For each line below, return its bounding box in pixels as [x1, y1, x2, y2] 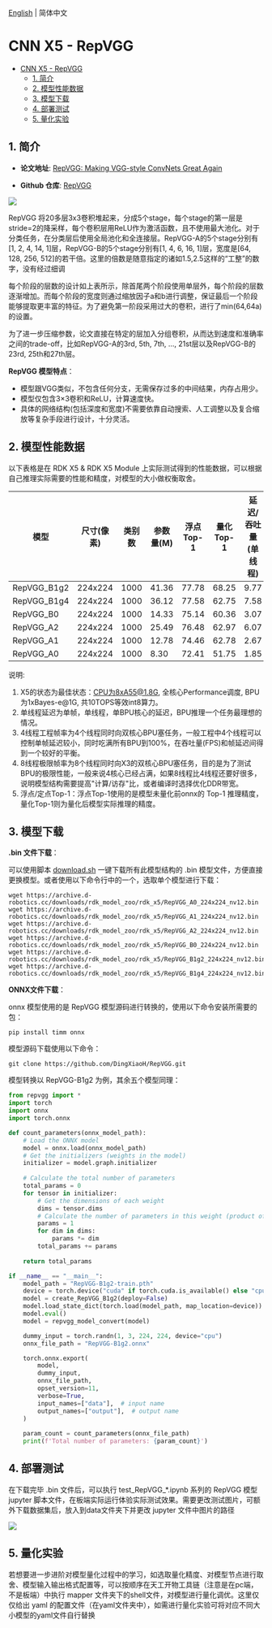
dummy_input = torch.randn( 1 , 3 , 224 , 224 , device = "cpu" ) [23, 1331, 223, 1340]
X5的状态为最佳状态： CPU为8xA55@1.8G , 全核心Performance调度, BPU [19, 686, 261, 697]
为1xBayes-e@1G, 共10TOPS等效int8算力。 [19, 697, 164, 707]
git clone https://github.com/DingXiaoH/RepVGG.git [8, 1060, 186, 1068]
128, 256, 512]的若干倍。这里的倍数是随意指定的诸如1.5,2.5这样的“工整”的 [8, 253, 253, 263]
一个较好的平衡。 [27, 747, 85, 758]
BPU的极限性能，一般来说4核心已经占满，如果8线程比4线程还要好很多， [19, 768, 261, 778]
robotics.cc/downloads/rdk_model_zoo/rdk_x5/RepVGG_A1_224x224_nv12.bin [8, 913, 259, 921]
